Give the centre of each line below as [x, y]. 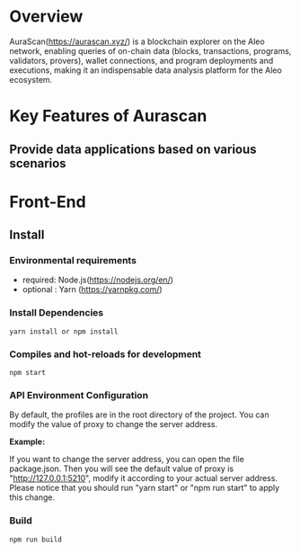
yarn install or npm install [64, 331]
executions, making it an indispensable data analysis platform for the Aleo [146, 70]
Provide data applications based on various [133, 149]
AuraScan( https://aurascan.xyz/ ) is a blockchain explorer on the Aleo [137, 41]
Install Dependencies [57, 313]
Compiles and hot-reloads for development [106, 354]
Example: [27, 442]
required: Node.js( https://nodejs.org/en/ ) [97, 280]
